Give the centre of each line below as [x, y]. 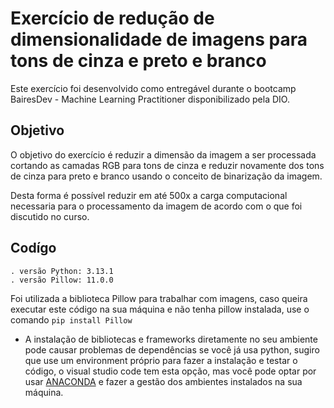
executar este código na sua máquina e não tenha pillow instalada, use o [160, 309]
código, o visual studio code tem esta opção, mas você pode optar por [170, 371]
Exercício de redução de [112, 18]
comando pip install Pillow [71, 319]
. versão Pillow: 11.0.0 [62, 280]
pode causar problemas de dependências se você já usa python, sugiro [172, 349]
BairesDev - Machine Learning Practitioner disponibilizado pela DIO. [150, 99]
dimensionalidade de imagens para [159, 39]
